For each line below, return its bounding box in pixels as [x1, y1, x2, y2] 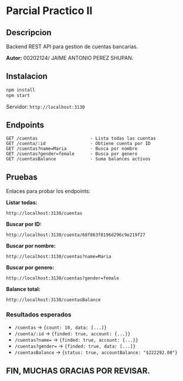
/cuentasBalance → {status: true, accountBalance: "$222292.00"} [14, 349, 178, 356]
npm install [6, 87, 35, 93]
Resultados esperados [6, 311, 72, 319]
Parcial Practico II [6, 4, 93, 18]
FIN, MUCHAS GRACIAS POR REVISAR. [6, 366, 151, 376]
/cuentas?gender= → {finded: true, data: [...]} [14, 342, 136, 350]
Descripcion [6, 28, 52, 38]
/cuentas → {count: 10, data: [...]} [14, 324, 107, 331]
